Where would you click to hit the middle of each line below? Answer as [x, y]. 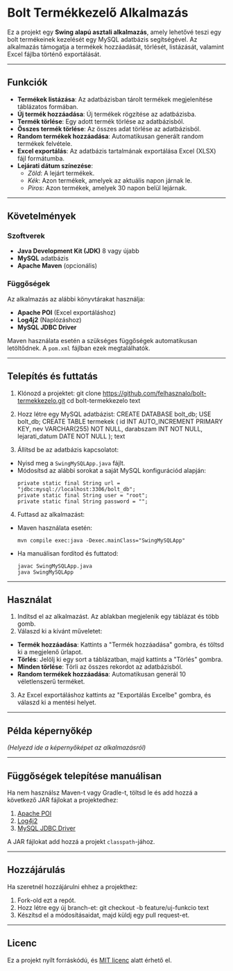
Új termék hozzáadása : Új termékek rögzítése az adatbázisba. [106, 114]
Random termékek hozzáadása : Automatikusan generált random [110, 136]
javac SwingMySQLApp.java [54, 566]
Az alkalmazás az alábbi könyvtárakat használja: [76, 299]
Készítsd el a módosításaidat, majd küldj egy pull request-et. [103, 915]
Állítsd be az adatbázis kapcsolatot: [68, 449]
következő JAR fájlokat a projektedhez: [63, 799]
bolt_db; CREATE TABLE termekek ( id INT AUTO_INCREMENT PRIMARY [120, 421]
